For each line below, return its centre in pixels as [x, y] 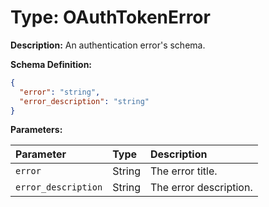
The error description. [201, 188]
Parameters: [36, 130]
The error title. [183, 171]
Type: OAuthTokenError [110, 17]
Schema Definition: [51, 64]
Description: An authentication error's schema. [108, 45]
